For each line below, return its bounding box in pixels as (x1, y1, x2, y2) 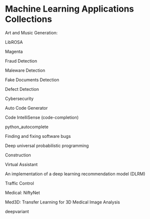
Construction (5, 152, 32, 158)
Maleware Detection (5, 67, 45, 73)
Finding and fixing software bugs (5, 133, 71, 139)
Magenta (5, 49, 23, 54)
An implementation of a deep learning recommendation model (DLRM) (5, 171, 146, 177)
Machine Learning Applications (5, 3, 134, 15)
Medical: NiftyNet (5, 189, 40, 195)
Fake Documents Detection (5, 77, 60, 83)
